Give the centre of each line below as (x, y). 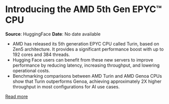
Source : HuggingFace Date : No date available (53, 34)
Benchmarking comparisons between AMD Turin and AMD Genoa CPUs (87, 76)
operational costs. (31, 70)
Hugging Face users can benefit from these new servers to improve (83, 60)
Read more (17, 96)
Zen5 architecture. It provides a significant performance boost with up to (88, 49)
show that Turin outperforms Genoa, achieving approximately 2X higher (87, 81)
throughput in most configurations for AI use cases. (66, 86)
